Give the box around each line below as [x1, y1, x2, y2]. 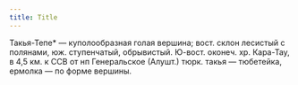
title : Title [9, 12, 58, 22]
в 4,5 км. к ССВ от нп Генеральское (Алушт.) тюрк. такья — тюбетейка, [9, 56, 282, 66]
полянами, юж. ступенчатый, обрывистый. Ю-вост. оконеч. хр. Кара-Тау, [9, 46, 291, 58]
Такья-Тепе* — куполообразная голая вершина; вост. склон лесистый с [9, 37, 285, 48]
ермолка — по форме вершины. [9, 66, 132, 76]
